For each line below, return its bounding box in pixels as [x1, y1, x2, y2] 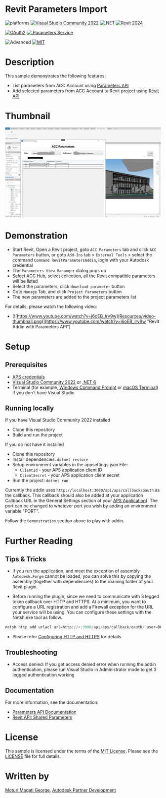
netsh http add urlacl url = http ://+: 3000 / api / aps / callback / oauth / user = [5, 625, 158, 630]
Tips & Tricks [5, 555, 46, 563]
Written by [5, 771, 49, 782]
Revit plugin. [12, 584, 38, 590]
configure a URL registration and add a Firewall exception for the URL [12, 604, 154, 610]
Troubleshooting [5, 648, 58, 657]
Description [5, 57, 54, 68]
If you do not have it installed [5, 441, 64, 447]
